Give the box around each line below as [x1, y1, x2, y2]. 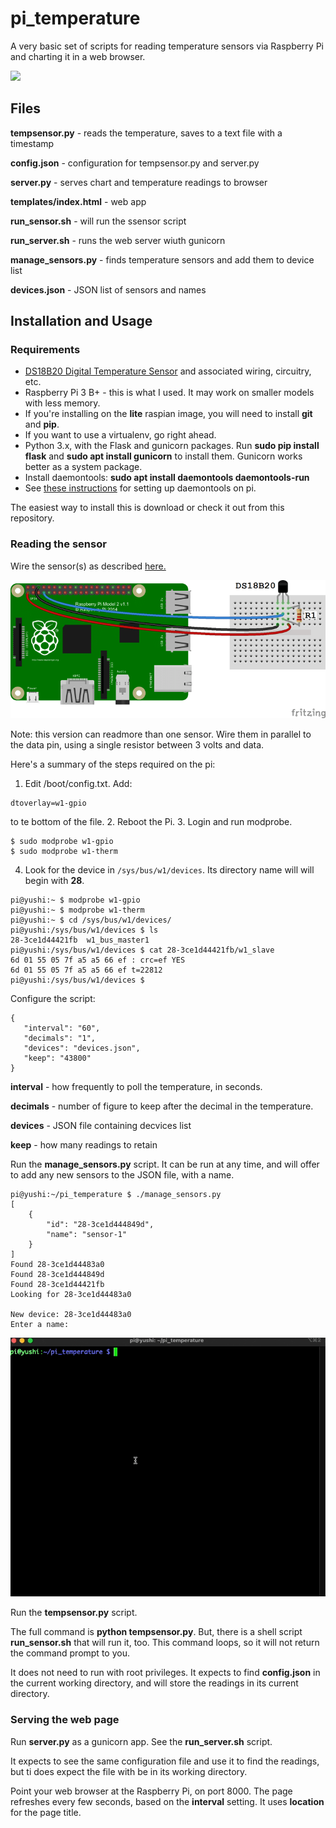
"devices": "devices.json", [23, 1043, 141, 1053]
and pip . [24, 418, 60, 431]
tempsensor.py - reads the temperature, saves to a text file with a [10, 127, 283, 139]
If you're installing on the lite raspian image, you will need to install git [24, 408, 313, 420]
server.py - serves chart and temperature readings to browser [10, 176, 268, 188]
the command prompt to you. [10, 1647, 130, 1659]
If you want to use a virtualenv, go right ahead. [24, 429, 217, 441]
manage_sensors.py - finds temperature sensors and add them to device [10, 253, 315, 266]
